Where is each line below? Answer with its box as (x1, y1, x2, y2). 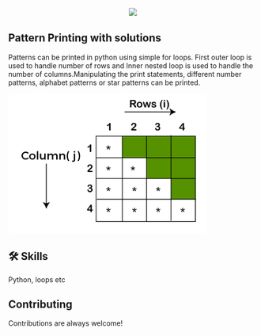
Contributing (8, 298, 73, 311)
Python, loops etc (8, 274, 66, 284)
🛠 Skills (8, 250, 49, 263)
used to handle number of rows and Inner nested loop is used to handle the (8, 60, 254, 71)
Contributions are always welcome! (8, 319, 123, 328)
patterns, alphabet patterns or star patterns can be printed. (8, 78, 201, 87)
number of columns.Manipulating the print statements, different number (8, 69, 242, 78)
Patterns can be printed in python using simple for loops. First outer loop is (8, 52, 252, 62)
